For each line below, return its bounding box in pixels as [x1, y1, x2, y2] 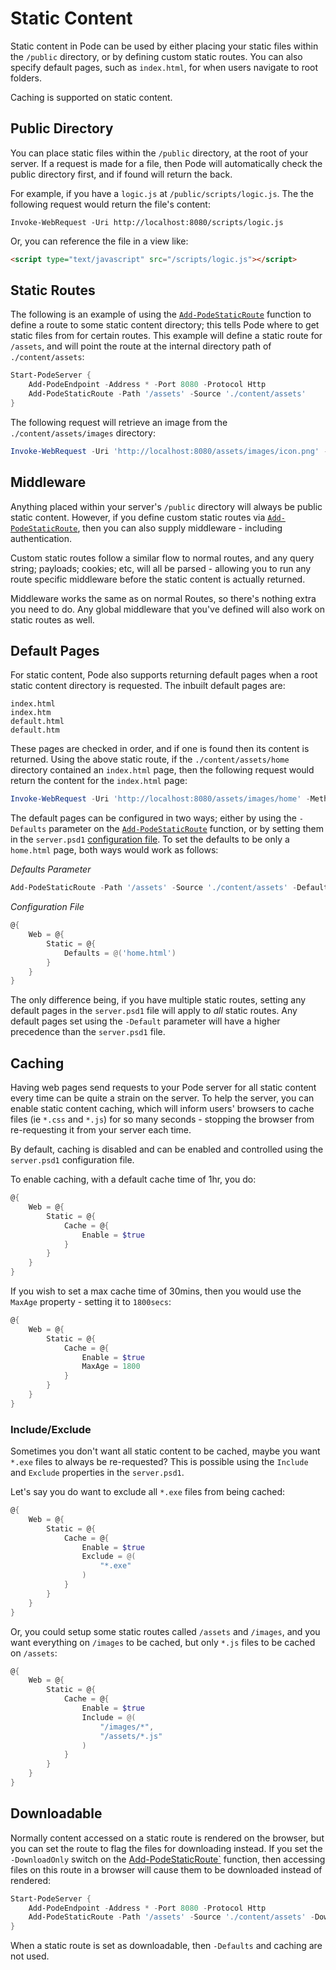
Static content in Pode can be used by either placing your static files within [10, 40, 319, 52]
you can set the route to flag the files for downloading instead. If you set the [10, 1842, 323, 1854]
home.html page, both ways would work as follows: [10, 844, 219, 856]
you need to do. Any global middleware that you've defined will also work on [10, 603, 325, 615]
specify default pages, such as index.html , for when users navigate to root [10, 61, 319, 73]
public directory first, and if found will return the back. [10, 168, 233, 180]
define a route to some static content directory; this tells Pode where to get [10, 319, 320, 331]
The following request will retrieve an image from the [10, 416, 228, 428]
